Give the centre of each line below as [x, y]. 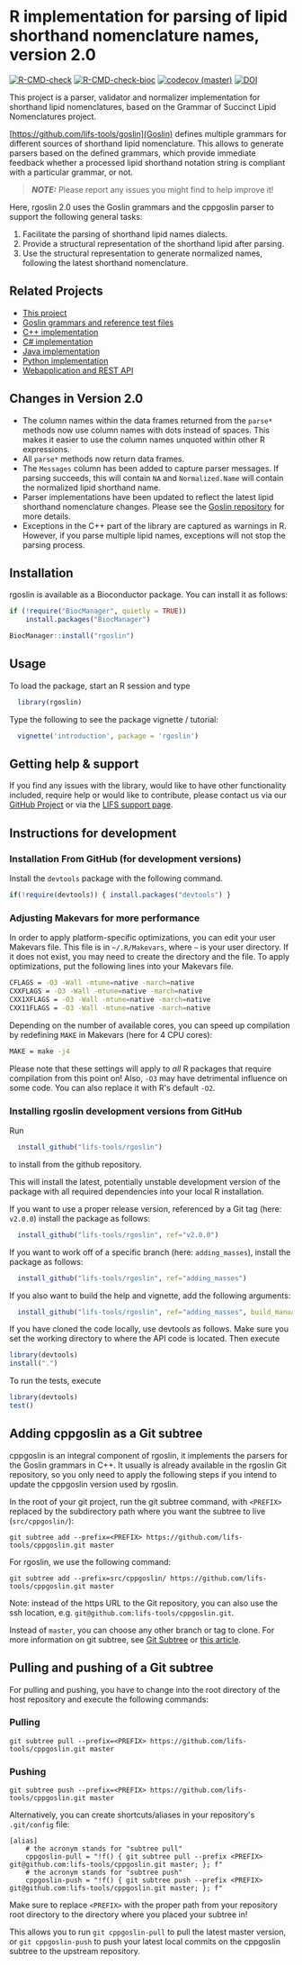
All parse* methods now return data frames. [103, 459]
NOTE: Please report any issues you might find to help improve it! [152, 189]
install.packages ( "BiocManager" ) [88, 620]
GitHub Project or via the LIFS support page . [91, 805]
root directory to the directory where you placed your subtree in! [129, 1915]
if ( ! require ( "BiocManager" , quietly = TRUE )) [98, 611]
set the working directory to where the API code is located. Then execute [145, 1339]
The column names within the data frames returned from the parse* [147, 420]
